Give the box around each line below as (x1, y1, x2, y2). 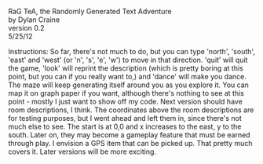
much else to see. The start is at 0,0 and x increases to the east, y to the (8, 122, 242, 131)
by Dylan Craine (8, 15, 60, 24)
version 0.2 (8, 24, 45, 32)
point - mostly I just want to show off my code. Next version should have (8, 97, 243, 106)
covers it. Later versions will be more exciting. (8, 147, 157, 156)
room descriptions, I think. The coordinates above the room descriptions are (8, 105, 254, 115)
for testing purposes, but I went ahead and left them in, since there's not (8, 114, 242, 122)
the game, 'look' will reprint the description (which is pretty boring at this (8, 64, 243, 73)
